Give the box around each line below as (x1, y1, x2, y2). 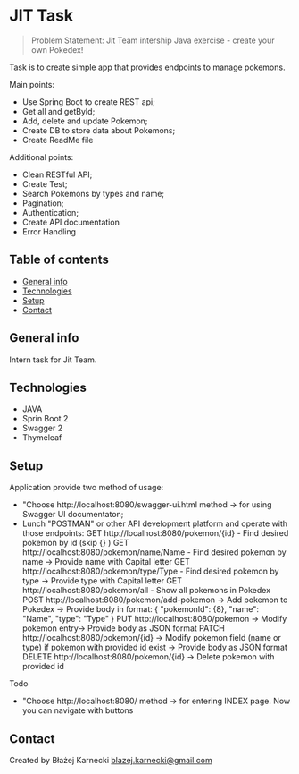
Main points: (9, 79, 55, 89)
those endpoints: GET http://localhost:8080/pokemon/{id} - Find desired (21, 528, 289, 539)
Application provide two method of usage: (9, 482, 164, 493)
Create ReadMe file (21, 134, 94, 145)
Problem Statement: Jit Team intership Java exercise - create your (30, 35, 275, 46)
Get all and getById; (21, 106, 96, 116)
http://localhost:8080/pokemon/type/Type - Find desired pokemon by (21, 566, 279, 577)
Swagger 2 (21, 422, 63, 434)
